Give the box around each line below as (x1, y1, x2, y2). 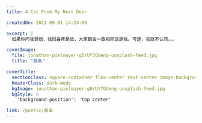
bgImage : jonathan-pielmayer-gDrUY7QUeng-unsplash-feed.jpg (11, 85, 165, 92)
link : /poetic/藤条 (6, 107, 54, 114)
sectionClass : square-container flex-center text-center (11, 74, 158, 80)
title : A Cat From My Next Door (6, 8, 87, 15)
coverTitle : (6, 69, 36, 75)
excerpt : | (6, 31, 34, 37)
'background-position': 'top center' (17, 97, 112, 103)
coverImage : (6, 47, 36, 53)
